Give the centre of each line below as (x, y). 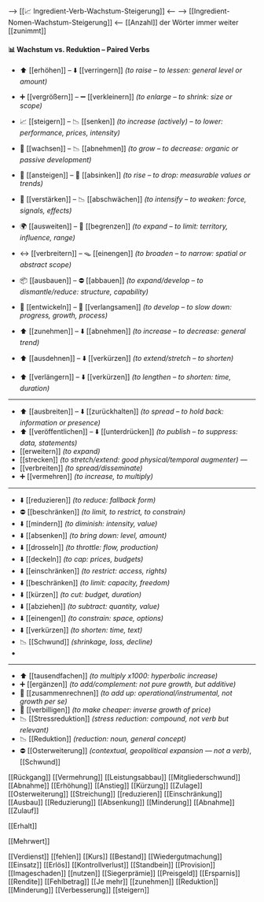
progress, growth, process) (64, 316)
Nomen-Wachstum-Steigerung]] (60, 22)
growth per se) (44, 702)
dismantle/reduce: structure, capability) (84, 292)
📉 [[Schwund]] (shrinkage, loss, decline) (86, 642)
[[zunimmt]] (27, 31)
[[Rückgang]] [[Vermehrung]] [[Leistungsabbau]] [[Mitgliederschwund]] (125, 778)
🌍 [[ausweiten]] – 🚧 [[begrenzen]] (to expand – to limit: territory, (124, 226)
